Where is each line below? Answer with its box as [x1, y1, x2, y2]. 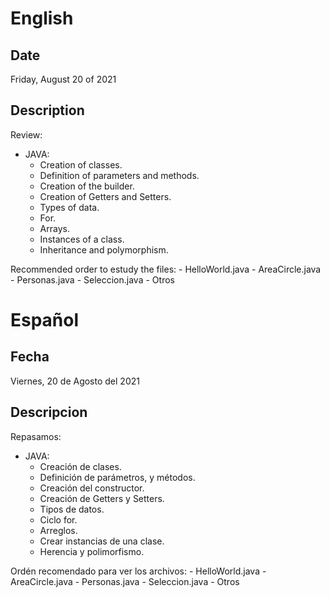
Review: [10, 128, 43, 141]
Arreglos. [39, 524, 78, 536]
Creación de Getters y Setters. [39, 492, 165, 504]
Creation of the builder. [39, 180, 135, 192]
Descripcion [10, 404, 88, 421]
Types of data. [39, 201, 100, 213]
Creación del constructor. [39, 482, 145, 494]
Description [10, 102, 85, 119]
